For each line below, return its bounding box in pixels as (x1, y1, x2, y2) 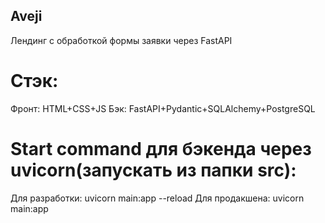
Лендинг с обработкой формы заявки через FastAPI (10, 34, 233, 46)
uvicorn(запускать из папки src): (10, 159, 297, 181)
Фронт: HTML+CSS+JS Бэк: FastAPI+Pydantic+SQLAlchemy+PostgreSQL (10, 102, 316, 114)
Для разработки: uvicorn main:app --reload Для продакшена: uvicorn (10, 192, 305, 204)
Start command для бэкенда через (10, 137, 312, 160)
